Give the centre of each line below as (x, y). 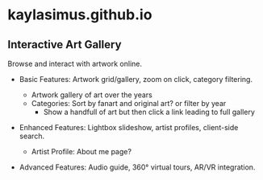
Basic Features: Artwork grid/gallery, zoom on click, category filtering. (136, 79)
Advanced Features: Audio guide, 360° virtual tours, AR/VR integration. (137, 167)
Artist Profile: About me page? (81, 151)
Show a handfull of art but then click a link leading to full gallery (149, 112)
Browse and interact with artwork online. (75, 63)
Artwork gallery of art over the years (92, 95)
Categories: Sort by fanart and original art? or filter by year (129, 103)
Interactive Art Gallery (65, 45)
